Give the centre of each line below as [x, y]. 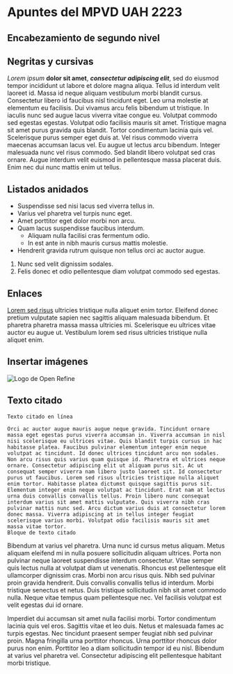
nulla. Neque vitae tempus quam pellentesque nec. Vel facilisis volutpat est [114, 597]
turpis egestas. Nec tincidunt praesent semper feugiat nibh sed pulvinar [110, 633]
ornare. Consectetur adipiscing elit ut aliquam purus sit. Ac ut [105, 465]
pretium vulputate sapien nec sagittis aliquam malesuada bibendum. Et [109, 317]
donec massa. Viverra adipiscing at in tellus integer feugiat [101, 514]
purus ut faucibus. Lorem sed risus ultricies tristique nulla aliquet [113, 478]
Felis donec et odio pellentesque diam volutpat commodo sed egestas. [119, 271]
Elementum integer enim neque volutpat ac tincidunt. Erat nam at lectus [116, 490]
